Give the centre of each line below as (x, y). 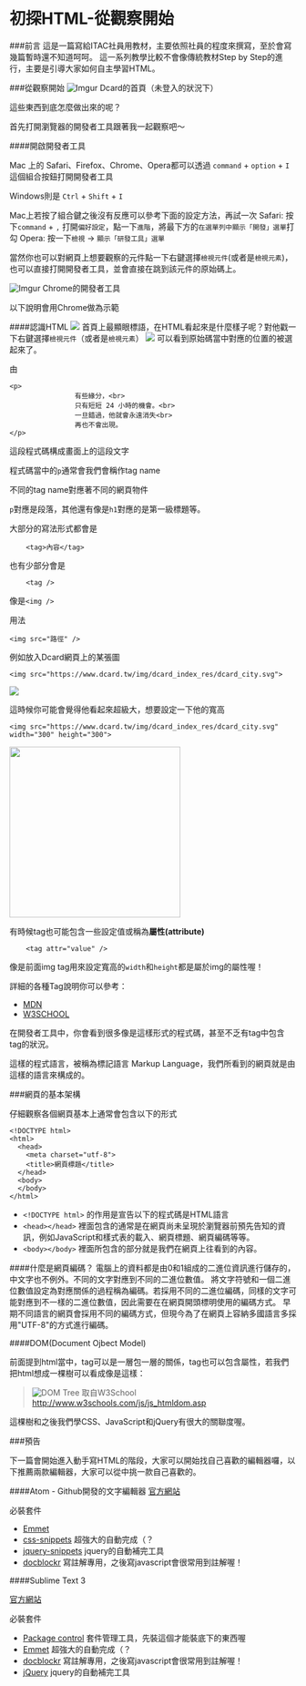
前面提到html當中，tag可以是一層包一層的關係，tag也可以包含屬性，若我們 (149, 1362)
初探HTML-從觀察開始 (92, 19)
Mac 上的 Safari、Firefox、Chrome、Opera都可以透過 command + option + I (149, 165)
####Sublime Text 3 (48, 1580)
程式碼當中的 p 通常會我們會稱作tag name (85, 470)
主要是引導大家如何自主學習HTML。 (93, 68)
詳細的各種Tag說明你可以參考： (68, 986)
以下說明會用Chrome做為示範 (65, 307)
